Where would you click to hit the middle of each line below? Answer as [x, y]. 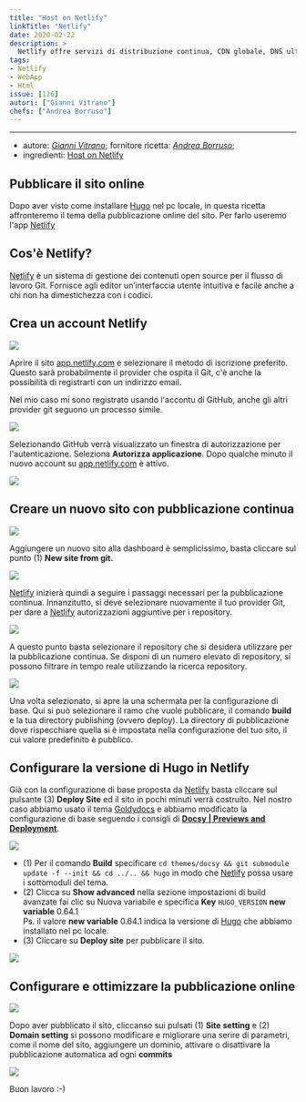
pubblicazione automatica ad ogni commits [91, 1055]
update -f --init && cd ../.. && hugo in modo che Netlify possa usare [158, 873]
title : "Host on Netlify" [58, 18]
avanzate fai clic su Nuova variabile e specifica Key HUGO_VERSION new [154, 902]
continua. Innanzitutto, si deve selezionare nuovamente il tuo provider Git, [148, 602]
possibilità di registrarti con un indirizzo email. [96, 382]
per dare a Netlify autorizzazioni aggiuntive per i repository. [121, 612]
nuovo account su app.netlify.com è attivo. [89, 463]
